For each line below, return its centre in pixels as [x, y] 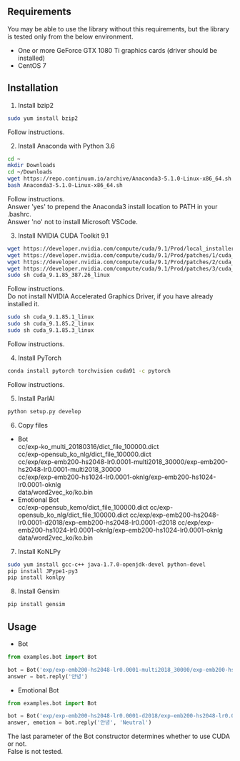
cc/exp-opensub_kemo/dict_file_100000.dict [83, 507]
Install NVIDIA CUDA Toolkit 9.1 [63, 236]
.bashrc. [20, 214]
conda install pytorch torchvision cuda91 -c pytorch [89, 371]
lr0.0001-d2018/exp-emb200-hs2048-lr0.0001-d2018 [97, 522]
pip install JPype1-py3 [43, 571]
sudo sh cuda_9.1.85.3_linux [51, 331]
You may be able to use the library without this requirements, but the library [119, 29]
